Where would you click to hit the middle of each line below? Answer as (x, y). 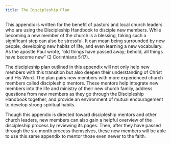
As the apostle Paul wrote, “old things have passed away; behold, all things (84, 51)
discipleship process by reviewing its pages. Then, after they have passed (83, 125)
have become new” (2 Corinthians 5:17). (47, 57)
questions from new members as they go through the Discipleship (75, 94)
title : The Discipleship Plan (38, 10)
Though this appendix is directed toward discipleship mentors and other (81, 114)
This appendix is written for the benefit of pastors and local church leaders (84, 24)
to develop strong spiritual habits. (40, 104)
